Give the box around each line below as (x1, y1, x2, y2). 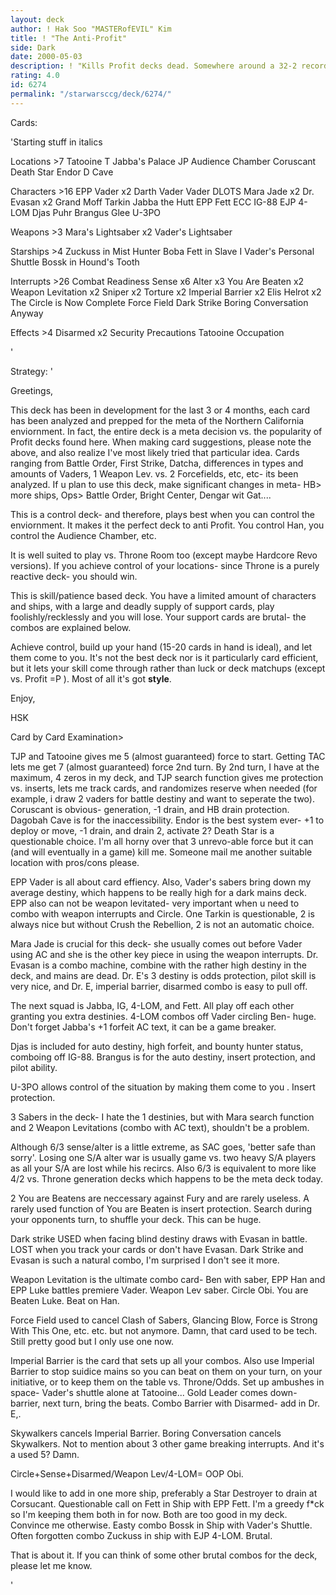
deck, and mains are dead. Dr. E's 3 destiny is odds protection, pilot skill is (10, 969, 317, 981)
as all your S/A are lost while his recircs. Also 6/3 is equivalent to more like (10, 1162, 317, 1174)
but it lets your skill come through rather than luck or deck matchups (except (10, 662, 326, 674)
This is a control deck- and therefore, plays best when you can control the (10, 508, 315, 520)
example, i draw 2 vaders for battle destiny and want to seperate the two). (10, 792, 315, 805)
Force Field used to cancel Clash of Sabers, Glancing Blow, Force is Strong (10, 1314, 318, 1326)
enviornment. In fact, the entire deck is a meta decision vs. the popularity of (10, 425, 323, 437)
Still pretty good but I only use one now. (10, 1335, 174, 1347)
